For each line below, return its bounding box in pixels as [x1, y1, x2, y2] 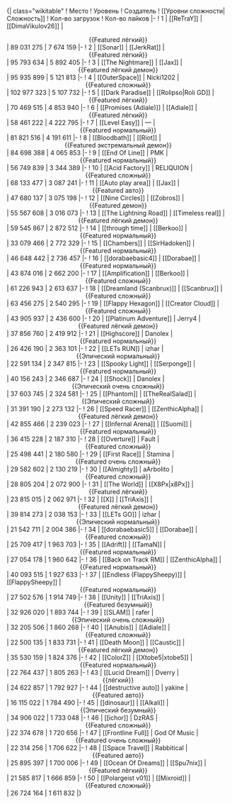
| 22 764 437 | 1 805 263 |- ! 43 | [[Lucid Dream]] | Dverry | [6, 669, 180, 676]
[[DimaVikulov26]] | [6, 22, 64, 30]
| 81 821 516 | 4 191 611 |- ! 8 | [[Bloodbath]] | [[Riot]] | [6, 133, 161, 142]
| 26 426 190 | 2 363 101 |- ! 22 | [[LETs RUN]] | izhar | [6, 345, 164, 352]
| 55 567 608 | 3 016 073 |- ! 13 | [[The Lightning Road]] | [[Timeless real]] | [6, 209, 226, 217]
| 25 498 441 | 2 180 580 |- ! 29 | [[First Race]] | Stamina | [6, 450, 175, 458]
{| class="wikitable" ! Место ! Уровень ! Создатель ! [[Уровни [6, 7, 188, 15]
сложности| [189, 7, 226, 15]
